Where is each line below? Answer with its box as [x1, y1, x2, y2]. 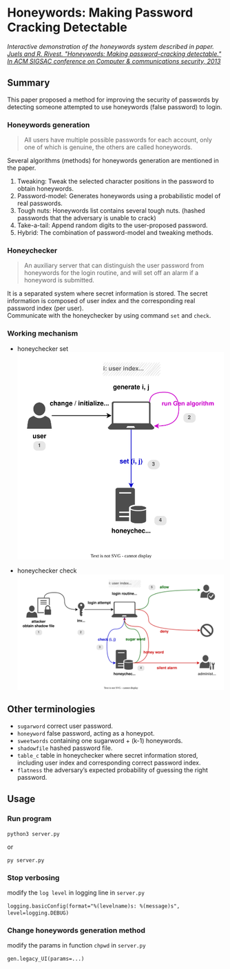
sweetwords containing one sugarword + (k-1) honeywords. [17, 736, 183, 745]
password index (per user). [7, 304, 84, 312]
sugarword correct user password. [17, 722, 114, 730]
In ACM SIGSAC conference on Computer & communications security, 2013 [7, 57, 221, 65]
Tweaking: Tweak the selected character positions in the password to [17, 178, 215, 186]
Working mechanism [7, 329, 79, 338]
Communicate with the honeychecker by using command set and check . [7, 311, 211, 320]
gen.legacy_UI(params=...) [7, 955, 85, 963]
